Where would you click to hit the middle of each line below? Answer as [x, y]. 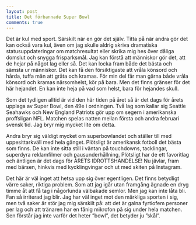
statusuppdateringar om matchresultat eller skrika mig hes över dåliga [90, 51]
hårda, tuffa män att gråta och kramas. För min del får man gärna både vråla [97, 76]
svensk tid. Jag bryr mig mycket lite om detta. [61, 125]
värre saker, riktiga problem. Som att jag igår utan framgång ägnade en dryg [97, 185]
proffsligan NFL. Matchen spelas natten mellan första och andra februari [93, 119]
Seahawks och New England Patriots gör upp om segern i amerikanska [91, 112]
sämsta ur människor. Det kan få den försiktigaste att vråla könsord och [92, 70]
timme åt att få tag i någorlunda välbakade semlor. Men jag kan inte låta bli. [96, 191]
